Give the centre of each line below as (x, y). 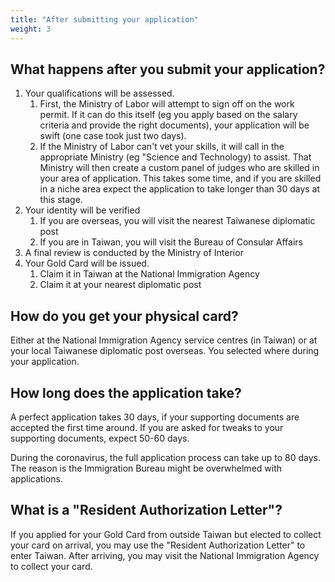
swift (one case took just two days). (113, 136)
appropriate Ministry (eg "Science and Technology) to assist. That (175, 157)
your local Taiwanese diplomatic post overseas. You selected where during (165, 351)
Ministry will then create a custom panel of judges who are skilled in (179, 168)
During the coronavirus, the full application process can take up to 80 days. (165, 457)
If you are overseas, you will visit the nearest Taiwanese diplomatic (177, 221)
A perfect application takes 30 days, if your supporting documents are (155, 417)
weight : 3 (31, 29)
